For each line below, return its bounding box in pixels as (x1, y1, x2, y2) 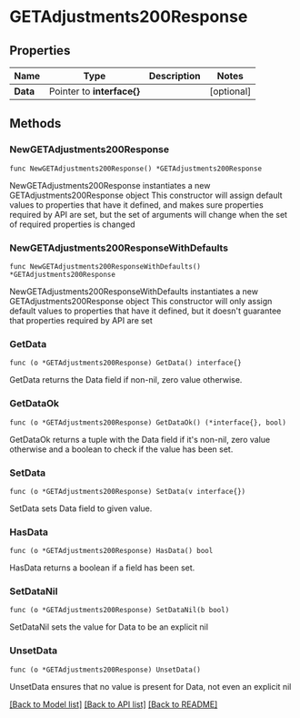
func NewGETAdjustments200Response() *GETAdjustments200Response (9, 164, 262, 173)
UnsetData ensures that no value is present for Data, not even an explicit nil (9, 681, 292, 692)
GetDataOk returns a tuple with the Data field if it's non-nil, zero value (9, 434, 271, 445)
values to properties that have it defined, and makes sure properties (9, 199, 264, 210)
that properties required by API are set (9, 314, 153, 325)
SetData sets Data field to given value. (9, 503, 153, 514)
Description (148, 70, 201, 82)
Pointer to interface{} (48, 85, 141, 97)
